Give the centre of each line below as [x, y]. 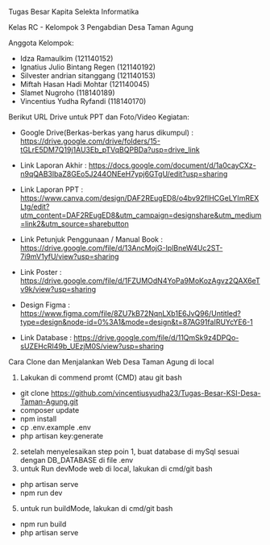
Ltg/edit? [35, 206]
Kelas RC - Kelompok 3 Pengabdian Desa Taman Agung [101, 27]
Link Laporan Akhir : [53, 165]
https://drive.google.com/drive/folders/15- [90, 141]
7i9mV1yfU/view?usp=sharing [69, 256]
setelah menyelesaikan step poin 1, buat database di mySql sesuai [129, 451]
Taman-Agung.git [49, 401]
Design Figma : [45, 305]
